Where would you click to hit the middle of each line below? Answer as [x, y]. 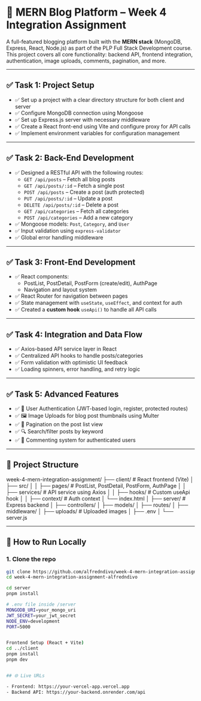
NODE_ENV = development [33, 621]
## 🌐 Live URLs [25, 675]
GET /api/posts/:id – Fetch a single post [74, 185]
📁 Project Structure [42, 465]
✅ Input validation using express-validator [68, 230]
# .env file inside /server [41, 604]
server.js [17, 517]
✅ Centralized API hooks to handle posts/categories [79, 356]
